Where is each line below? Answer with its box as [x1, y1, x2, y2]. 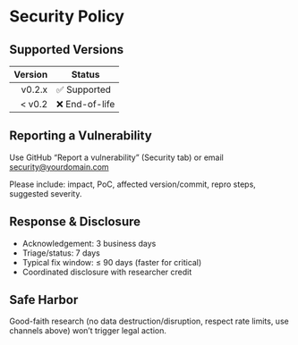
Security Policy [9, 6, 125, 27]
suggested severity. [9, 188, 82, 198]
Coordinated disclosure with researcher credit [21, 266, 192, 277]
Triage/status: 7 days [21, 248, 100, 258]
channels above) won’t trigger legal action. [9, 325, 167, 336]
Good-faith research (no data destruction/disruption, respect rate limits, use [9, 316, 289, 327]
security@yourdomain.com [9, 161, 109, 172]
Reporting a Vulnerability [9, 128, 152, 144]
